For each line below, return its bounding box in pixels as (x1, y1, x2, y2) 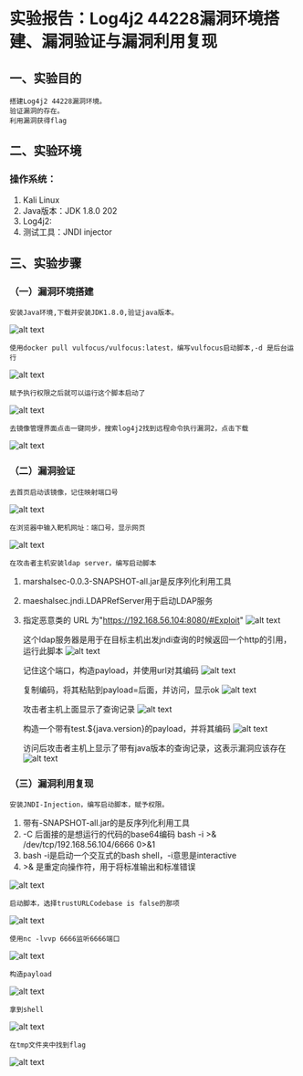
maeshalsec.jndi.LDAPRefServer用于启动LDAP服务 (22, 595, 214, 606)
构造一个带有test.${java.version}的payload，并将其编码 (22, 723, 231, 733)
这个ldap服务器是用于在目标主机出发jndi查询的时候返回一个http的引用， (22, 634, 292, 645)
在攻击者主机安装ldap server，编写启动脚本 (9, 558, 157, 567)
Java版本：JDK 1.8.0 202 (22, 205, 118, 216)
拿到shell (9, 1005, 44, 1014)
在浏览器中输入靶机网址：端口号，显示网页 (9, 522, 146, 533)
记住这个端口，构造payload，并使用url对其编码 (22, 664, 199, 676)
